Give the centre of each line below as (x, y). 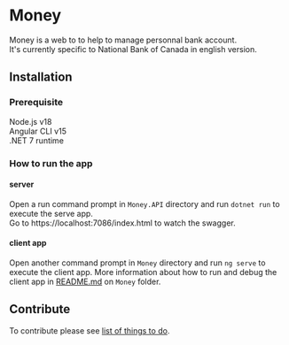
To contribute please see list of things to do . (90, 330)
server (22, 184)
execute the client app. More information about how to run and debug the (143, 272)
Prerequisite (36, 103)
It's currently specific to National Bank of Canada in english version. (133, 49)
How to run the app (51, 163)
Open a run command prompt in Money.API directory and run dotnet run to (145, 203)
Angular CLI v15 (38, 131)
